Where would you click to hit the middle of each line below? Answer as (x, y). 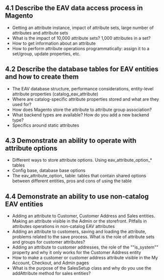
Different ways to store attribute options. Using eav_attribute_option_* (82, 160)
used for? (22, 104)
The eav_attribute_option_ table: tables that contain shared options (79, 176)
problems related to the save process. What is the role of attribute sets (83, 237)
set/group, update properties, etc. (46, 54)
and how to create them (42, 77)
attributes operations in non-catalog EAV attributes (63, 226)
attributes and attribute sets (40, 33)
